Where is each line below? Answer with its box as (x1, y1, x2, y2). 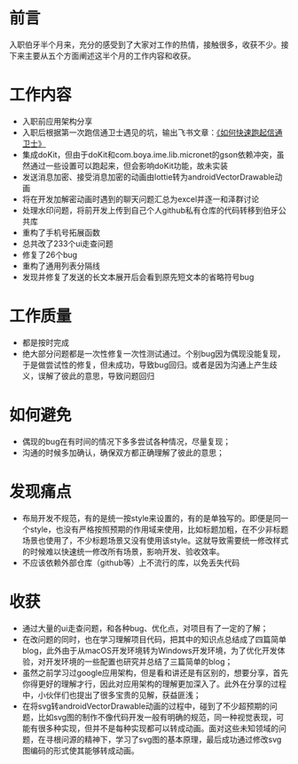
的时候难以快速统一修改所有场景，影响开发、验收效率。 (21, 546, 224, 557)
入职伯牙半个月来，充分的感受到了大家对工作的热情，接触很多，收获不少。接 (9, 39, 289, 50)
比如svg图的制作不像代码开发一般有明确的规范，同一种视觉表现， (37, 712, 277, 722)
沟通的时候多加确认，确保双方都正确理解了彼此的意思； (21, 446, 224, 458)
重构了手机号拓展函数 (21, 227, 100, 237)
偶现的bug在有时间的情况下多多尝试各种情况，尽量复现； (21, 436, 231, 446)
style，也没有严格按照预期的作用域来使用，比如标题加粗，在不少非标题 (29, 524, 289, 535)
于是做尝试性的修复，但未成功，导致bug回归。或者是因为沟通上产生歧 (21, 359, 278, 370)
